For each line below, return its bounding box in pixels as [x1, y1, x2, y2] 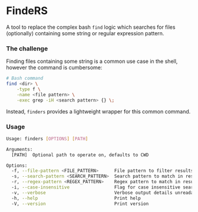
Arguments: [6, 146, 33, 152]
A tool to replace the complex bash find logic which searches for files [6, 23, 176, 31]
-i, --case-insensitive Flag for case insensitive [11, 184, 181, 190]
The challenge [6, 44, 48, 52]
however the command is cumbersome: [6, 64, 103, 71]
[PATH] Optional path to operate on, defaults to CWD [11, 152, 149, 158]
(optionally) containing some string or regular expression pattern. [6, 29, 164, 36]
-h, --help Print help [11, 195, 141, 201]
